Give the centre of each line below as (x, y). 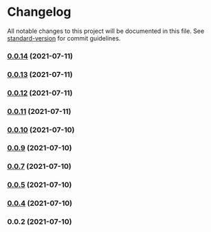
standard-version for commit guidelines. (64, 38)
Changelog (39, 12)
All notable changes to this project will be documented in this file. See (106, 31)
